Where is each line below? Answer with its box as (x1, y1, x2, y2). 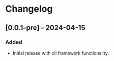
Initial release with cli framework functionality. (12, 50, 109, 56)
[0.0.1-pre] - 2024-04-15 (5, 23, 85, 32)
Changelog (5, 3, 53, 15)
